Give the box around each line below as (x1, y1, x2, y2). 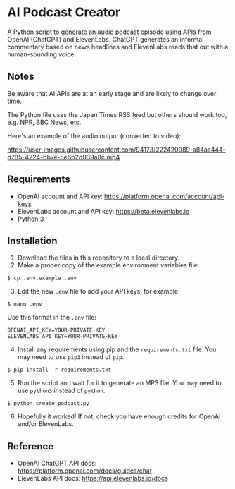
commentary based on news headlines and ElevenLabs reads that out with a (7, 42, 229, 51)
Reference (7, 440, 54, 452)
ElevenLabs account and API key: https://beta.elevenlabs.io (17, 207, 190, 215)
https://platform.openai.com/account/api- (104, 192, 225, 200)
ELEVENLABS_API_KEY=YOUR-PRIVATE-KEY (7, 333, 118, 340)
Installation (7, 234, 58, 247)
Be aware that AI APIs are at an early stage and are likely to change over (7, 89, 217, 97)
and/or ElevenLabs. (17, 420, 74, 428)
